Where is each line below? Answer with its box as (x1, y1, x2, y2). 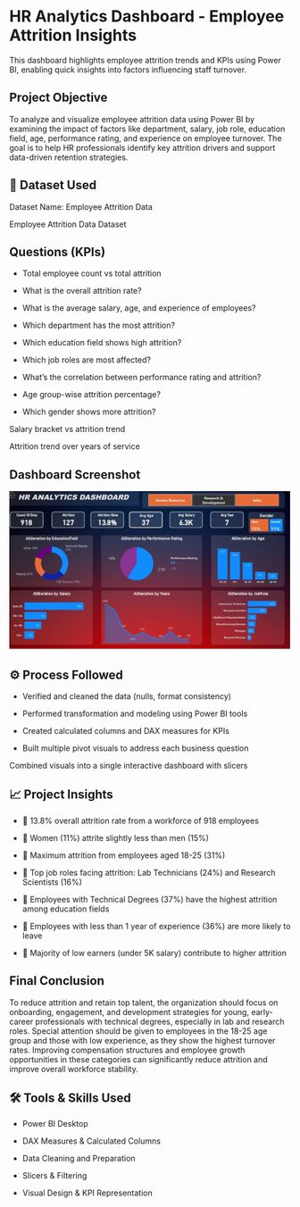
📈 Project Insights (9, 787, 113, 803)
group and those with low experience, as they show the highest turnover (9, 1035, 276, 1045)
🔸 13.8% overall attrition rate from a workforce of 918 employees (21, 815, 259, 826)
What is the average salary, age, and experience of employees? (21, 303, 256, 313)
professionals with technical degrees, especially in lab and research (35, 1016, 285, 1027)
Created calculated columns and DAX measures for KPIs (21, 725, 230, 736)
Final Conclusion (9, 973, 104, 988)
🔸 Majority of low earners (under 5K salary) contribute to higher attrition (21, 947, 287, 958)
